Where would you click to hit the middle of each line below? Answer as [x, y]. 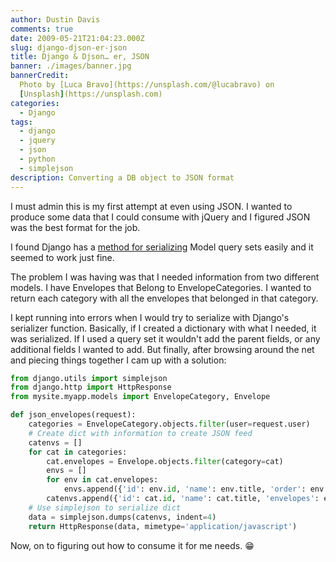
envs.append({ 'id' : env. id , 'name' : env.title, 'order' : [185, 489]
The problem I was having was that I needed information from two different [165, 277]
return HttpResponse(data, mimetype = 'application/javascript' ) [163, 526]
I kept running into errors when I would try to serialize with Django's [150, 317]
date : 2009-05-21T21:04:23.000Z [77, 38]
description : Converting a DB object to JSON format [122, 177]
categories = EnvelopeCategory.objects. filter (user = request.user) [169, 424]
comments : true [42, 29]
